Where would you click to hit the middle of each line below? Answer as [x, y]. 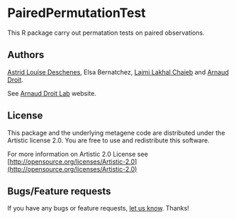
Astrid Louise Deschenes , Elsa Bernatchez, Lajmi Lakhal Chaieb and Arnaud [118, 72]
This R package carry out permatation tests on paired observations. [106, 33]
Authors [26, 55]
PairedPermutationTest [77, 13]
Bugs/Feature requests [59, 191]
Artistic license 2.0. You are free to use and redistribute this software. [109, 140]
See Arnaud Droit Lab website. [52, 93]
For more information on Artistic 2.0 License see [78, 154]
